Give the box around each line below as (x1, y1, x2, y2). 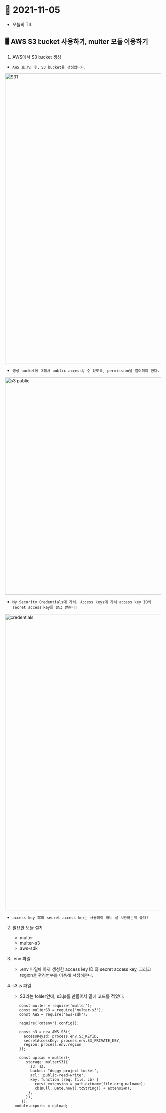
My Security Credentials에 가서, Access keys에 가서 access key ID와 (12, 599, 152, 605)
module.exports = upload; (14, 1103, 68, 1108)
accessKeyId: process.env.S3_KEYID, (23, 1034, 99, 1039)
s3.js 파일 (12, 982, 32, 988)
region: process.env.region (23, 1042, 82, 1047)
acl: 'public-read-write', (30, 1072, 86, 1078)
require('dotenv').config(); (19, 1020, 79, 1026)
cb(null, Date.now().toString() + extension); (34, 1086, 132, 1091)
